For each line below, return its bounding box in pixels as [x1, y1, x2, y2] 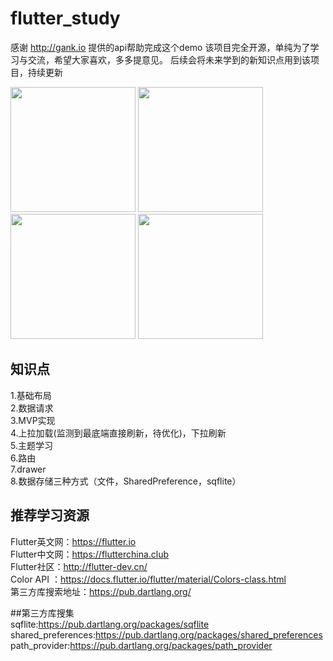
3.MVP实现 [10, 414, 56, 426]
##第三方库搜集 [10, 607, 75, 619]
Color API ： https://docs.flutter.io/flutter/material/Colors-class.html [10, 573, 287, 585]
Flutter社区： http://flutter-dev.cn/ [10, 560, 148, 572]
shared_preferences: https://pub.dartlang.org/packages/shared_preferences [10, 628, 323, 641]
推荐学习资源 [10, 507, 90, 524]
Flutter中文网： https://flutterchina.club [10, 548, 170, 560]
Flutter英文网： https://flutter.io [10, 535, 137, 547]
